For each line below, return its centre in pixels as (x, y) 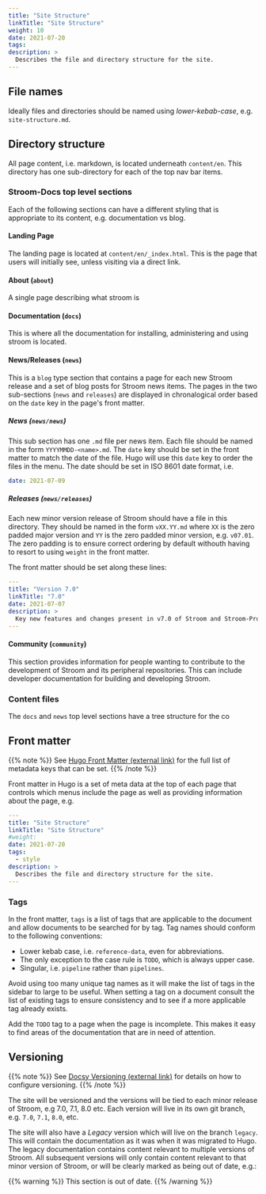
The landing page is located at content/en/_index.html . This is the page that (133, 253)
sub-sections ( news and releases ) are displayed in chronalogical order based (133, 394)
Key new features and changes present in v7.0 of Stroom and (118, 618)
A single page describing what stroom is (74, 298)
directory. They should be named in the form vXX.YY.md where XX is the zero (131, 527)
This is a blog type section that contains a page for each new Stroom (121, 378)
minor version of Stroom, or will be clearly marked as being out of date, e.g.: (133, 1165)
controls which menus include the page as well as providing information (125, 792)
